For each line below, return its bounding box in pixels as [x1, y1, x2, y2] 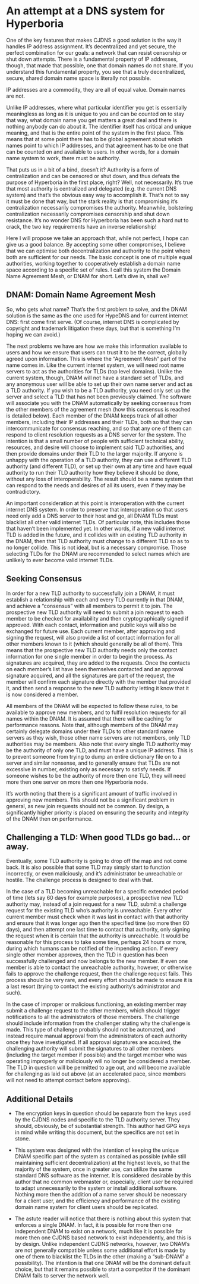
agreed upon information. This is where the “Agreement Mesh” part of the [6, 355, 187, 362]
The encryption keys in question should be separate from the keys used [14, 1110, 191, 1117]
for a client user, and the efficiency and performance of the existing [14, 1197, 180, 1204]
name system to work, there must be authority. [6, 154, 121, 161]
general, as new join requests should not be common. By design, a [6, 802, 169, 809]
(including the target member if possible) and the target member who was [6, 1051, 187, 1058]
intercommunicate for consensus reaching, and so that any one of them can [6, 425, 192, 432]
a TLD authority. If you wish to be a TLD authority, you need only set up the [6, 387, 190, 394]
